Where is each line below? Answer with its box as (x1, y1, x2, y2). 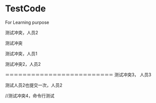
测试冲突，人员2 (5, 29, 39, 35)
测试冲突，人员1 (5, 51, 38, 56)
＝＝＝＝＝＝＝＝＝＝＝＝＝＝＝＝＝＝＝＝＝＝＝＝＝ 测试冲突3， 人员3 (5, 71, 152, 77)
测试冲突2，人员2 (5, 61, 41, 67)
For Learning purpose (5, 19, 49, 25)
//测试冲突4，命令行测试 (5, 93, 55, 99)
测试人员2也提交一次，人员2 (5, 82, 63, 88)
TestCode (5, 3, 46, 14)
